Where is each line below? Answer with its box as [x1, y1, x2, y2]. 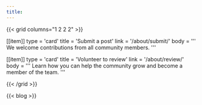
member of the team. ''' [6, 68, 66, 76]
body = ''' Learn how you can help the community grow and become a [6, 62, 183, 69]
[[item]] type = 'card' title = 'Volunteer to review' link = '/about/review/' [6, 55, 184, 63]
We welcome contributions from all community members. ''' [6, 44, 156, 51]
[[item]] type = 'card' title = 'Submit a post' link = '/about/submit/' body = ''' [6, 37, 196, 44]
